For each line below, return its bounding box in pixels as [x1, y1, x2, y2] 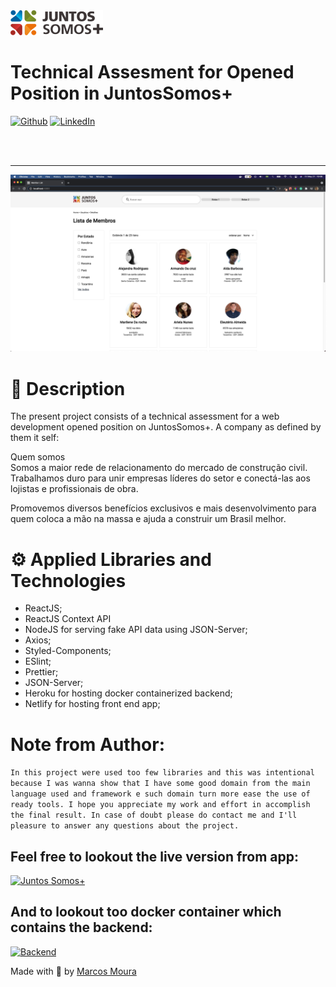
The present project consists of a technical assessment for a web [10, 410, 280, 423]
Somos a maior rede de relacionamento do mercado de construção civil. [10, 462, 308, 474]
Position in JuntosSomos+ [10, 82, 234, 105]
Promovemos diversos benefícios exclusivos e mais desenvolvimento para [10, 502, 317, 514]
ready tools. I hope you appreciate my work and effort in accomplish [10, 800, 311, 810]
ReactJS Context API [24, 613, 112, 625]
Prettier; [24, 666, 59, 678]
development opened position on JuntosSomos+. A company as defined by [10, 421, 322, 433]
